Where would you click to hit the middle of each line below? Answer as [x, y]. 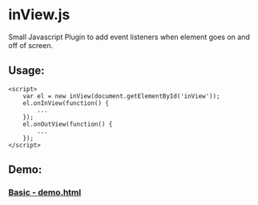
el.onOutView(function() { [68, 124]
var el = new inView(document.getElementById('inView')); [121, 96]
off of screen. [31, 45]
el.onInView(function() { [66, 103]
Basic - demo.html [45, 192]
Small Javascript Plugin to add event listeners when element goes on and [129, 37]
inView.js [39, 15]
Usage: [27, 71]
